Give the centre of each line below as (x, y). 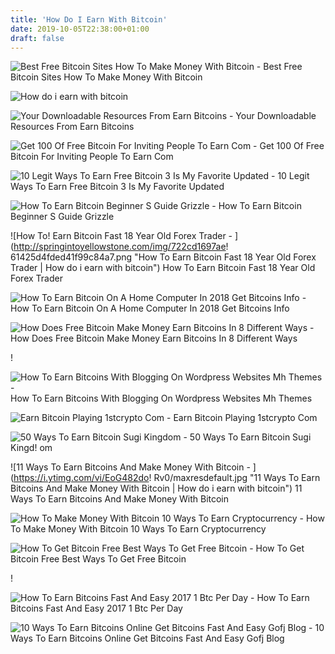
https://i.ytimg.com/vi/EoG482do (81, 478)
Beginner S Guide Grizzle (62, 217)
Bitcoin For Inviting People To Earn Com (92, 157)
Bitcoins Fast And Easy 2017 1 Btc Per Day (96, 608)
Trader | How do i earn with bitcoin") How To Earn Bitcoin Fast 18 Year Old (163, 268)
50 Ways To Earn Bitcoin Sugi (250, 437)
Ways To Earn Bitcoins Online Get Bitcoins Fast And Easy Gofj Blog (147, 638)
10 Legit (293, 176)
